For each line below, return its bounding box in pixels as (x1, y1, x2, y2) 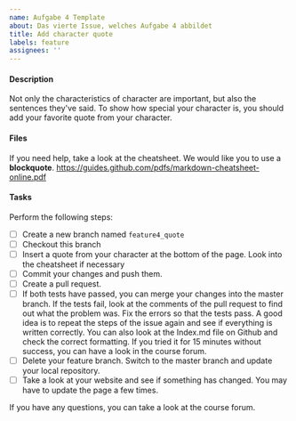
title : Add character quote (9, 29, 114, 38)
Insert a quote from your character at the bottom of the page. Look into (21, 248, 283, 259)
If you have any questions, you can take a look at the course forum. (9, 402, 256, 413)
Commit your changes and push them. (21, 268, 163, 279)
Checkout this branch (21, 239, 101, 249)
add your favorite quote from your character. (9, 112, 172, 123)
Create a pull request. (21, 278, 102, 289)
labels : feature (9, 37, 69, 47)
